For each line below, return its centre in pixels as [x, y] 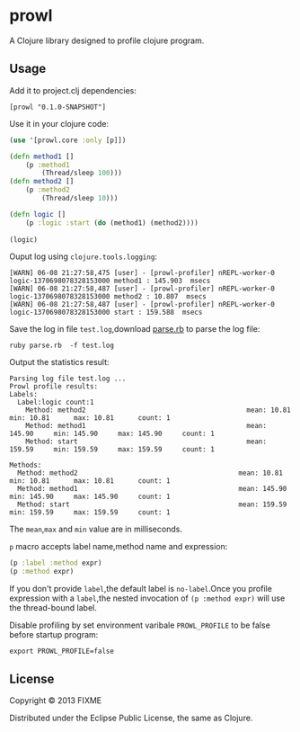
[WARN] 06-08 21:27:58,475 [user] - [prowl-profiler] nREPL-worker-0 [142, 273]
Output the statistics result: [59, 362]
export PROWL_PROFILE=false [62, 652]
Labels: [24, 395]
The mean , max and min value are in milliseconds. [96, 529]
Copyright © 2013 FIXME [55, 700]
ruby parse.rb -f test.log [62, 346]
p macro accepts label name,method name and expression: [119, 547]
